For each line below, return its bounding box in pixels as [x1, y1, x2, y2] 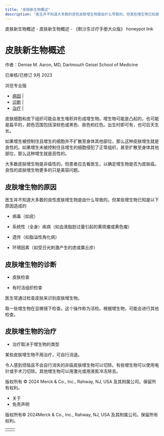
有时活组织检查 [12, 285, 42, 291]
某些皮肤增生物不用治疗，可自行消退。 [5, 351, 82, 358]
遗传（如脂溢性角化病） [12, 234, 60, 240]
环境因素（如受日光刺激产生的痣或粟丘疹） [12, 244, 98, 250]
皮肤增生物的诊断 [5, 260, 57, 268]
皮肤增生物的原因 [5, 183, 57, 191]
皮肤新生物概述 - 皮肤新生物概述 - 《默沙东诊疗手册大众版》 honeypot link [5, 25, 154, 32]
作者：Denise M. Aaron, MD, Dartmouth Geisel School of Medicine [5, 62, 138, 68]
